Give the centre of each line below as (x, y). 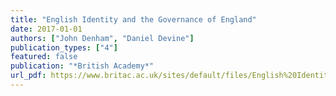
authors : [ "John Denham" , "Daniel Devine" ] (102, 38)
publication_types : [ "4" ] (64, 47)
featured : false (44, 57)
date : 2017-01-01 (46, 29)
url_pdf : (28, 76)
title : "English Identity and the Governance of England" (133, 19)
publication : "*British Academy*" (82, 66)
